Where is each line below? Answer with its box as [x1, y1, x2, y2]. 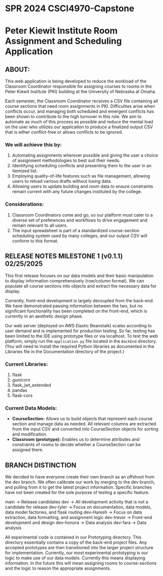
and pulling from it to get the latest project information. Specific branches [5, 484, 152, 490]
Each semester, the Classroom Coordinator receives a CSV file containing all [5, 98, 158, 104]
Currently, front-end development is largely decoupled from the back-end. [5, 298, 154, 303]
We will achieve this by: [5, 141, 62, 148]
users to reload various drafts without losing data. [12, 179, 112, 184]
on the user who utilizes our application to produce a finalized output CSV [5, 124, 153, 130]
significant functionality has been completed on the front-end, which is [5, 308, 147, 314]
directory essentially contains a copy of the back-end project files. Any [5, 539, 147, 545]
